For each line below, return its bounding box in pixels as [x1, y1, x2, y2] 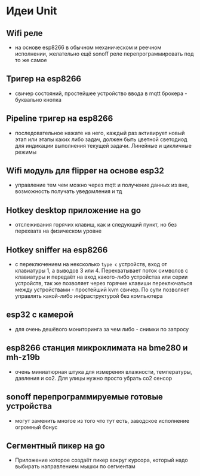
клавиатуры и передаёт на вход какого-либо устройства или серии [14, 273, 188, 280]
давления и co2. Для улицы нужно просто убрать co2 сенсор [14, 374, 173, 382]
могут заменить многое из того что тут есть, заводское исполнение [14, 417, 190, 424]
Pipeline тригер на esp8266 [6, 114, 113, 124]
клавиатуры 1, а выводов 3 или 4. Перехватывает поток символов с [14, 267, 189, 274]
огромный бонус [14, 423, 58, 431]
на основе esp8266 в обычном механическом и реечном [14, 44, 162, 51]
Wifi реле [6, 28, 43, 38]
